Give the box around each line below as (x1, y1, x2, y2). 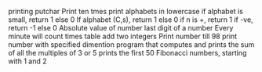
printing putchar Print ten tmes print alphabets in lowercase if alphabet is (8, 7, 243, 16)
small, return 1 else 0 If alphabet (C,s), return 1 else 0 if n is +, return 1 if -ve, (8, 15, 253, 24)
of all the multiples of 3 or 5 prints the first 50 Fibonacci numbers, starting (8, 49, 247, 57)
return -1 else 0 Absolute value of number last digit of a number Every (8, 23, 234, 32)
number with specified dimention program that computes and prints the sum (8, 40, 255, 49)
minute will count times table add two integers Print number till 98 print (8, 31, 238, 41)
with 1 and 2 (8, 56, 47, 66)
